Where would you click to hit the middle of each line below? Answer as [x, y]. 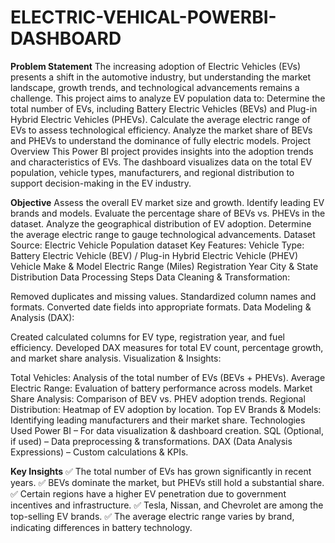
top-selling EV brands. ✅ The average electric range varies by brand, [152, 516]
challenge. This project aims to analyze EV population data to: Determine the [168, 98]
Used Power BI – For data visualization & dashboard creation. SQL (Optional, [167, 430]
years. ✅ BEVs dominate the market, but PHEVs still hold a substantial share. [167, 482]
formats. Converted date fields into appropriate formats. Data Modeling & [161, 307]
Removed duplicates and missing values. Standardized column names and [163, 296]
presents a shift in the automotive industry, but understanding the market [161, 77]
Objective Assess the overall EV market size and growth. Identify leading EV [167, 202]
